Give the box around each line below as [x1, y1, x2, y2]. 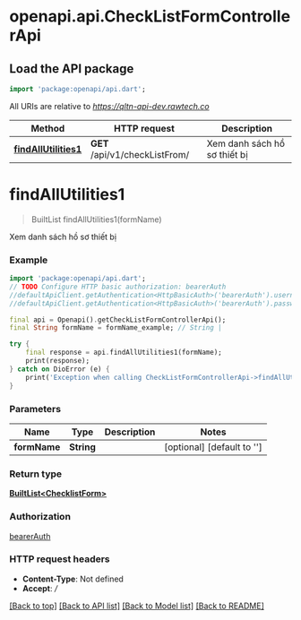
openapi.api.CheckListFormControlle [9, 6, 291, 27]
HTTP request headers [9, 553, 110, 565]
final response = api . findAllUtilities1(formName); [25, 348, 222, 357]
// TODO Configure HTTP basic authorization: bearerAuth [9, 282, 227, 291]
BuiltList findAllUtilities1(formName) [30, 213, 163, 225]
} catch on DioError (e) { [9, 365, 110, 374]
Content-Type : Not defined [21, 573, 124, 584]
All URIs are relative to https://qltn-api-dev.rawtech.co [9, 100, 210, 111]
